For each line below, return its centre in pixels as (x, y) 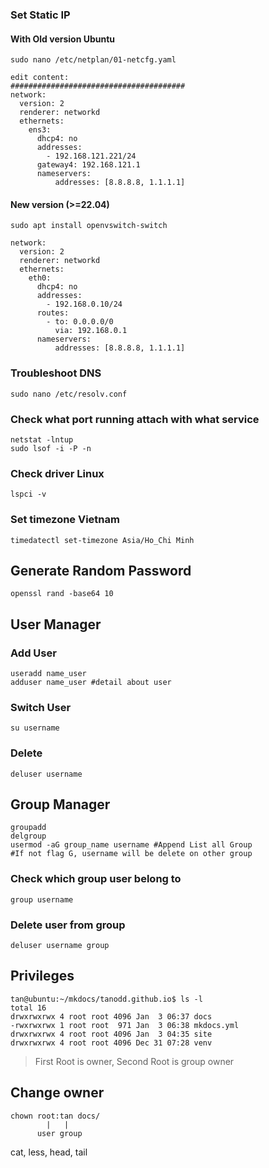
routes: (53, 313)
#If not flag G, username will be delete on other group (131, 854)
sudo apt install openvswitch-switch (89, 226)
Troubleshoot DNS (56, 373)
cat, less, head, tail (49, 1152)
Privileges (42, 976)
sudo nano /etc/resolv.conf (69, 394)
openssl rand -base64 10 (62, 594)
